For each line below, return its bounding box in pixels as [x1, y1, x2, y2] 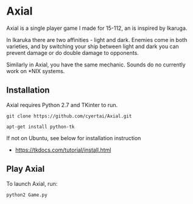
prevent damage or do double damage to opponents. [6, 49, 139, 56]
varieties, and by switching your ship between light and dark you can [6, 43, 180, 50]
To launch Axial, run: [6, 180, 58, 187]
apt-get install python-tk [6, 124, 75, 130]
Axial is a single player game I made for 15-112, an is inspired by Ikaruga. [6, 24, 188, 32]
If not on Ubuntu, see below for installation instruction [6, 134, 141, 141]
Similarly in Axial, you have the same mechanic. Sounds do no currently [6, 61, 186, 68]
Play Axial [6, 164, 45, 174]
